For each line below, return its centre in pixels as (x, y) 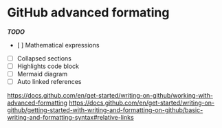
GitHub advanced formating (88, 13)
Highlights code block (48, 66)
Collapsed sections (44, 58)
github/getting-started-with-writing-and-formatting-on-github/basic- (105, 110)
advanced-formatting (37, 103)
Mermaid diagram (42, 74)
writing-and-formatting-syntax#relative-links (70, 118)
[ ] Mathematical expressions (58, 45)
